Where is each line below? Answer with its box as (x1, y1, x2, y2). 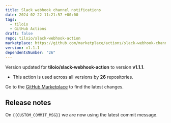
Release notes (5, 98, 51, 107)
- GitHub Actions (10, 26, 47, 32)
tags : (5, 17, 17, 22)
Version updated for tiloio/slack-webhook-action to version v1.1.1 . (5, 64, 145, 70)
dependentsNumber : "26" (5, 50, 56, 55)
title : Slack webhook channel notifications (5, 7, 101, 13)
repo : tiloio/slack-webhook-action (5, 36, 81, 41)
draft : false (5, 31, 33, 36)
